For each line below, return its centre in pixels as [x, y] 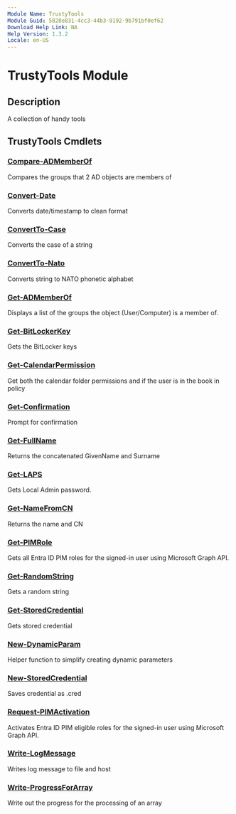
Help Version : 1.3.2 [38, 34]
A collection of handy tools [47, 119]
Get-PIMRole [30, 542]
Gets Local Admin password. [49, 490]
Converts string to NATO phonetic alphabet [70, 279]
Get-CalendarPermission [52, 365]
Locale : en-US [28, 41]
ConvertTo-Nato [36, 263]
